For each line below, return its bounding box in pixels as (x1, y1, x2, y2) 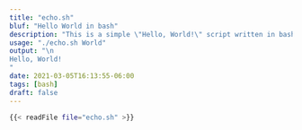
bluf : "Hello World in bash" (9, 22, 119, 30)
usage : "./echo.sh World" (9, 38, 106, 48)
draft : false (9, 88, 58, 97)
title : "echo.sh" (9, 13, 75, 22)
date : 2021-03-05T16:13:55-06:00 (9, 72, 135, 81)
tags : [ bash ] (9, 80, 58, 89)
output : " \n (9, 47, 54, 56)
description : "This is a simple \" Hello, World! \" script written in (9, 30, 276, 39)
